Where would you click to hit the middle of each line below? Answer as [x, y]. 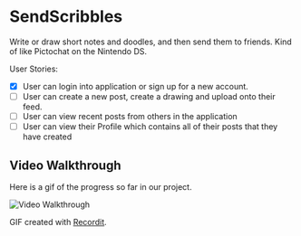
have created [47, 137]
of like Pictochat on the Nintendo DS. [78, 51]
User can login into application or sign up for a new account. [136, 86]
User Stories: [34, 69]
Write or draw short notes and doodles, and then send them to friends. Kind [150, 42]
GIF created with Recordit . [58, 222]
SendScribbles [66, 17]
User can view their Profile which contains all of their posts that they [150, 127]
